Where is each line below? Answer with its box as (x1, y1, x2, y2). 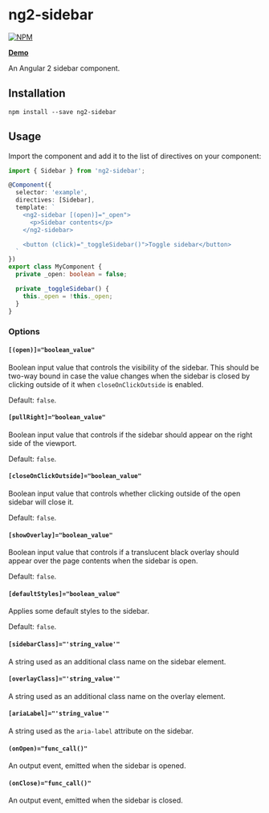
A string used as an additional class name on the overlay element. (8, 691, 226, 701)
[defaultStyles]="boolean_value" (8, 590, 120, 598)
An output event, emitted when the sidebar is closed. (8, 795, 183, 805)
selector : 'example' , (15, 189, 88, 197)
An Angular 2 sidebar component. (8, 63, 120, 73)
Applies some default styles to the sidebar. (8, 607, 150, 616)
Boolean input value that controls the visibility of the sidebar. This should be (8, 362, 259, 372)
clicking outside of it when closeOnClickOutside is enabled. (8, 379, 204, 389)
